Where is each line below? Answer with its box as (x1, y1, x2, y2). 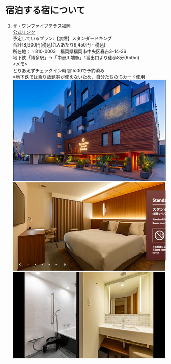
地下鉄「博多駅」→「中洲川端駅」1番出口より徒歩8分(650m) (12, 54, 140, 60)
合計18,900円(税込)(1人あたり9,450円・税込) (12, 41, 106, 48)
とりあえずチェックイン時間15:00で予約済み (12, 67, 105, 73)
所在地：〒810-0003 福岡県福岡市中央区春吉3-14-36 (12, 48, 127, 54)
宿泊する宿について (5, 5, 85, 16)
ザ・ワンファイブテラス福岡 (12, 22, 71, 29)
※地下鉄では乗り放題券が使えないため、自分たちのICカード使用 (12, 74, 145, 80)
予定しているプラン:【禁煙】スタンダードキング (12, 35, 112, 41)
